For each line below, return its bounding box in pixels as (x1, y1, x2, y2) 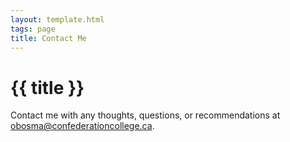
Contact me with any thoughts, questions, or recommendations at (10, 109, 281, 121)
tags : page (10, 24, 56, 34)
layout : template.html (10, 14, 105, 25)
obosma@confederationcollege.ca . (10, 120, 155, 132)
